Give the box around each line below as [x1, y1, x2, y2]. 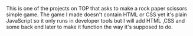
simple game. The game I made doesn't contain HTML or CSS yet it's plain [6, 11, 187, 18]
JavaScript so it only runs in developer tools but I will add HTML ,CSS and [6, 17, 185, 24]
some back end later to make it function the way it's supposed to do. [6, 23, 173, 30]
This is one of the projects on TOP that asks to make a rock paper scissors [6, 5, 187, 12]
